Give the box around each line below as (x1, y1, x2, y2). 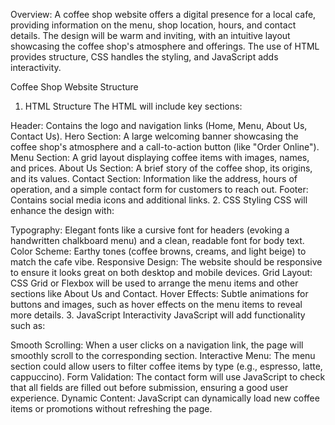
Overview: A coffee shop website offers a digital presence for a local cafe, (10, 9, 317, 20)
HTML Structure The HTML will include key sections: (24, 100, 243, 112)
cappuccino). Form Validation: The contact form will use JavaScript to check (10, 371, 326, 383)
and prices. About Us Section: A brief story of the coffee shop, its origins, (10, 162, 313, 174)
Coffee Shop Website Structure (10, 81, 139, 93)
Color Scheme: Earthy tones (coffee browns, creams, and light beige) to (10, 245, 307, 257)
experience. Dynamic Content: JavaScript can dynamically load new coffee (10, 392, 320, 404)
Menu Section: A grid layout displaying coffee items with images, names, (10, 152, 310, 163)
